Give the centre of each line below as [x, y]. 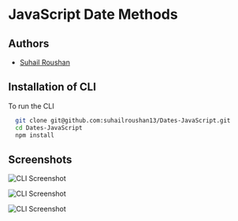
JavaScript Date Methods [93, 15]
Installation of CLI [52, 87]
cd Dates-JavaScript [49, 127]
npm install [35, 135]
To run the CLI [31, 106]
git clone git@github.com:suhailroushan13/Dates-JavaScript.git [123, 120]
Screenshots [40, 159]
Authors [29, 44]
